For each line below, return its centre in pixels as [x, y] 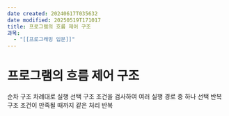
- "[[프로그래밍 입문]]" [44, 40]
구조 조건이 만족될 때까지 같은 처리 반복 [60, 106]
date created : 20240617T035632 [53, 14]
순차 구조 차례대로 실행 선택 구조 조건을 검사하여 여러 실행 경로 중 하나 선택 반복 [115, 97]
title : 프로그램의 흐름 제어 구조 [49, 26]
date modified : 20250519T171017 [54, 20]
